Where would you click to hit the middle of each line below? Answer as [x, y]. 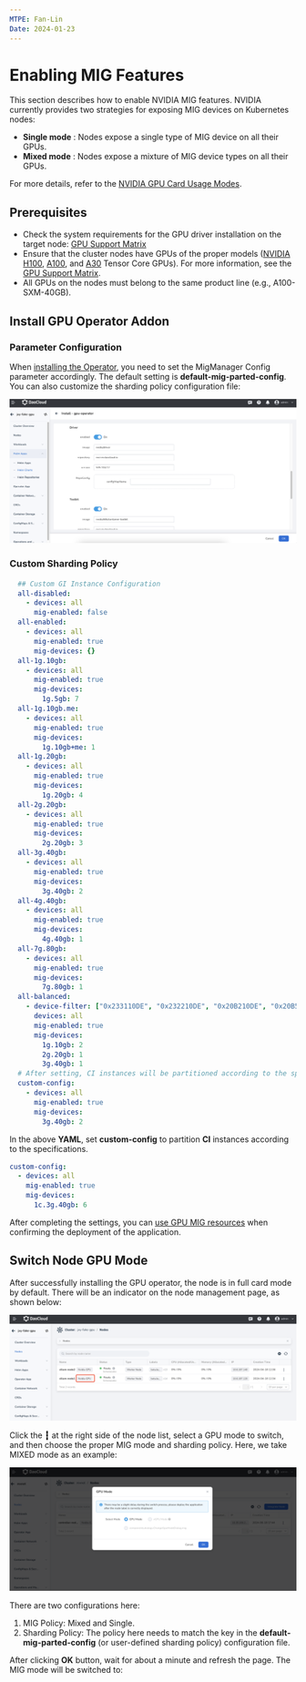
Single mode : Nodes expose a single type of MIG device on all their [151, 138]
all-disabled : [44, 593]
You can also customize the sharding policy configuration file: [125, 386]
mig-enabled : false [70, 613]
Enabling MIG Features [97, 75]
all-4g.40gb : [42, 901]
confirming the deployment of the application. [95, 1232]
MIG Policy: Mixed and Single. [78, 1623]
